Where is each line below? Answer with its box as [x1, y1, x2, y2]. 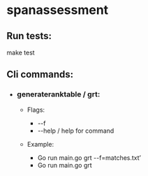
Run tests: [6, 30, 52, 42]
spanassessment [6, 2, 109, 18]
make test [6, 48, 36, 57]
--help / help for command [37, 126, 114, 135]
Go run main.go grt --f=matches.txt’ [37, 153, 141, 162]
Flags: [27, 105, 45, 114]
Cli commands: [6, 68, 74, 80]
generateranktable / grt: [16, 89, 101, 99]
